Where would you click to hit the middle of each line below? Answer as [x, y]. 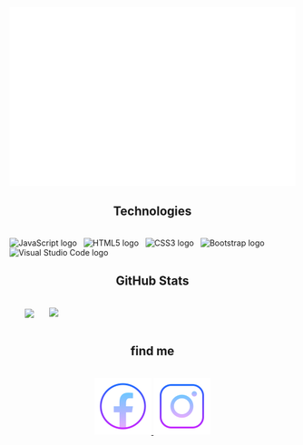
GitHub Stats [152, 281]
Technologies [152, 212]
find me [152, 351]
